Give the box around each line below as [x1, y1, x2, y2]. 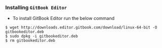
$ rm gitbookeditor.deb [5, 38, 56, 43]
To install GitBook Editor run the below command [12, 15, 115, 21]
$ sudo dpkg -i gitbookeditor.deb [5, 34, 78, 39]
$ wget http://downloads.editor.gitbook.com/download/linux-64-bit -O [5, 25, 157, 30]
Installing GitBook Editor [5, 4, 67, 11]
